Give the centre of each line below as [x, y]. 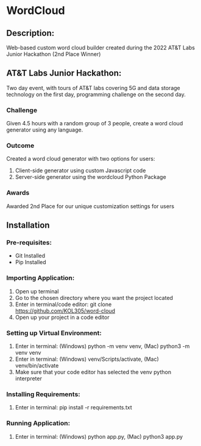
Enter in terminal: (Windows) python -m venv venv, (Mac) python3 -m [102, 346]
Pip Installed [31, 262]
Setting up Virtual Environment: [54, 333]
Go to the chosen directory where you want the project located [94, 298]
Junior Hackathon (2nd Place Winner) [54, 54]
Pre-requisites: [29, 243]
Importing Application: [41, 278]
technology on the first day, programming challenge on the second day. [96, 94]
